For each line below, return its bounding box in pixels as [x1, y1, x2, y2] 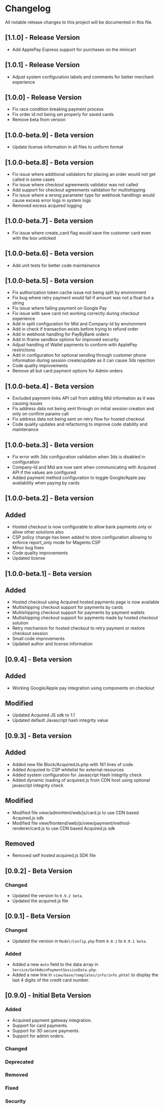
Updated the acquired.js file [12, 898, 69, 904]
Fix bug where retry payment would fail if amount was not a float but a [12, 295, 154, 301]
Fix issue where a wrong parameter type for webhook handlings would [12, 192, 155, 198]
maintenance [12, 427, 39, 432]
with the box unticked [12, 235, 56, 241]
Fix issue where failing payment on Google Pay [12, 305, 107, 311]
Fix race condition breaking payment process [12, 106, 104, 112]
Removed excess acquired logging [12, 202, 82, 208]
